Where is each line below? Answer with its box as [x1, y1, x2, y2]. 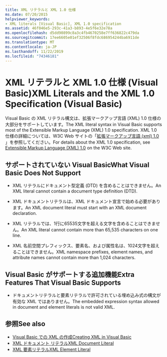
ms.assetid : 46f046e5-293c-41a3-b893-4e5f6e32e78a [5, 26, 113, 31]
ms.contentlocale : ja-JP [5, 44, 57, 49]
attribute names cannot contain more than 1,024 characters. [12, 255, 136, 261]
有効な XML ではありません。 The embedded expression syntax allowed [12, 298, 160, 304]
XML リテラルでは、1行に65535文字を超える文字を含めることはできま [12, 220, 156, 227]
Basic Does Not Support [5, 169, 81, 177]
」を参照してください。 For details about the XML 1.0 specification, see [5, 139, 151, 145]
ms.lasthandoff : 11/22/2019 [5, 49, 64, 54]
